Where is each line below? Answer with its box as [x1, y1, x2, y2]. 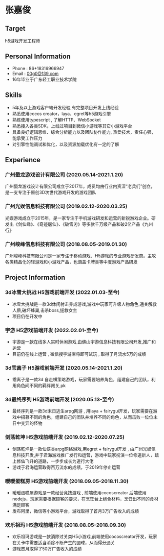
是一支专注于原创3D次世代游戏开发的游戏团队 [5, 190, 97, 195]
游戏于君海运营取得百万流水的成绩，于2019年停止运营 [12, 464, 121, 470]
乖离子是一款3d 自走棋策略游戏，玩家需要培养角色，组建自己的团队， [12, 377, 151, 383]
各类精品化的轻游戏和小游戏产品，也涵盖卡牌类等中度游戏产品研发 [5, 259, 138, 265]
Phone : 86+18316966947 [12, 65, 64, 71]
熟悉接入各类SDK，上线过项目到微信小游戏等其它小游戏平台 [12, 123, 133, 129]
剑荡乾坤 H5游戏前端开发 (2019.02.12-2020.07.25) [5, 434, 124, 441]
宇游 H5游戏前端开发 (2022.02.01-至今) [5, 327, 99, 334]
